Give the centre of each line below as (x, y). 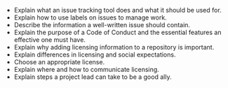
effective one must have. (50, 40)
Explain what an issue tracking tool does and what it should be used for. (118, 10)
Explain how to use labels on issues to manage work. (90, 17)
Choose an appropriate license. (59, 62)
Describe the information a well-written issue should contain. (102, 25)
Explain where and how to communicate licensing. (86, 69)
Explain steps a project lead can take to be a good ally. (93, 77)
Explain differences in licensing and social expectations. (95, 54)
